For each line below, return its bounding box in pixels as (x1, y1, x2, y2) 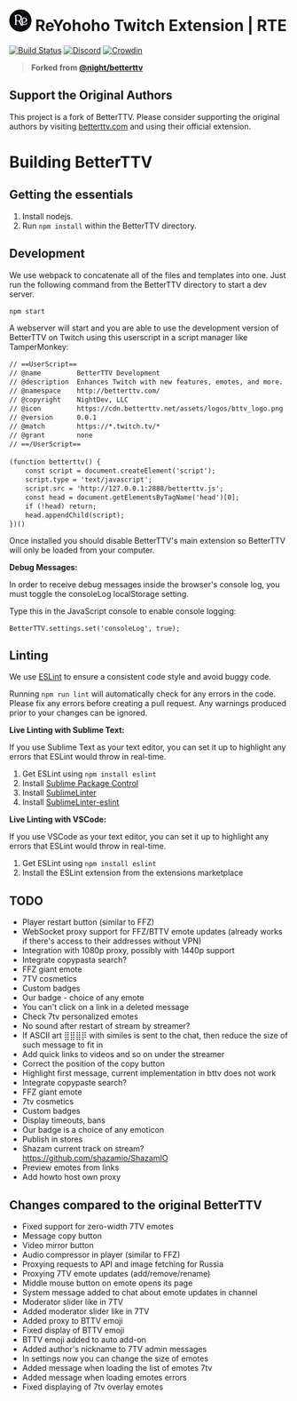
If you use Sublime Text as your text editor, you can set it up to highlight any (9, 742, 286, 752)
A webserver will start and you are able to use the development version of (9, 322, 279, 333)
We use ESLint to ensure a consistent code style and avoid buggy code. (9, 672, 272, 682)
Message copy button (21, 1230, 102, 1241)
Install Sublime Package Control (21, 778, 139, 789)
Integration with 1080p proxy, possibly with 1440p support (21, 945, 235, 956)
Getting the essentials (9, 187, 134, 203)
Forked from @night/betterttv (30, 62, 144, 73)
